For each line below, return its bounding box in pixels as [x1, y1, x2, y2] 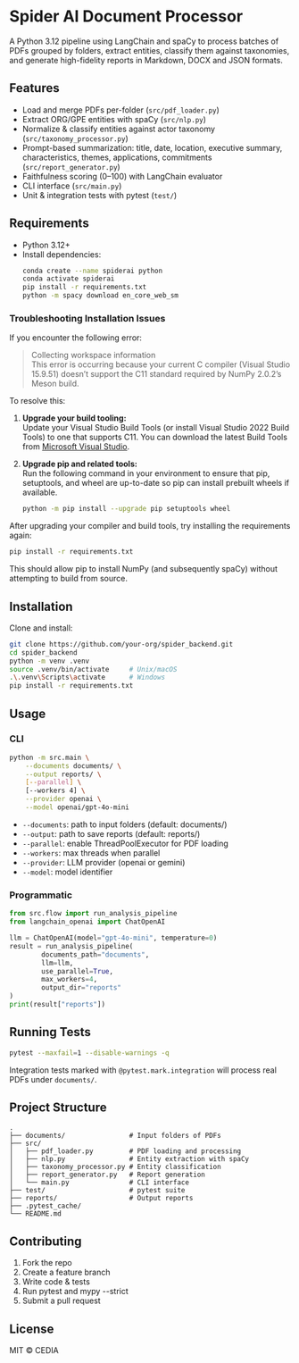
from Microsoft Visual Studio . [21, 441, 130, 452]
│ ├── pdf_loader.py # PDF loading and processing [9, 1147, 242, 1156]
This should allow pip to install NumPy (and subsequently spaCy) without [9, 564, 278, 574]
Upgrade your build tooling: [21, 413, 127, 423]
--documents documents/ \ [25, 761, 122, 770]
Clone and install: [9, 623, 73, 633]
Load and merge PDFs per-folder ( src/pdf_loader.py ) [21, 105, 220, 115]
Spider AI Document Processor [9, 6, 244, 27]
